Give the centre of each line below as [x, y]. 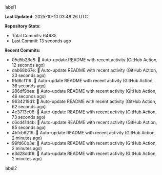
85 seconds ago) [29, 127]
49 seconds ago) [29, 96]
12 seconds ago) [28, 65]
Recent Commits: [22, 50]
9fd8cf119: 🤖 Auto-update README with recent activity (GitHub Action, [83, 81]
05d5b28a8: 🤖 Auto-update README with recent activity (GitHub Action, [85, 60]
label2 [11, 168]
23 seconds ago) [29, 75]
